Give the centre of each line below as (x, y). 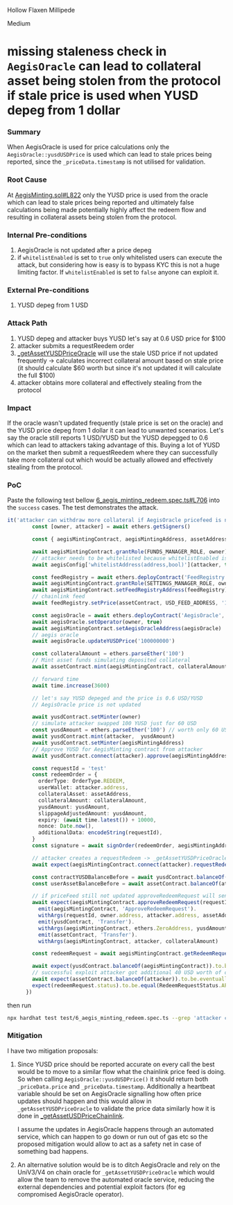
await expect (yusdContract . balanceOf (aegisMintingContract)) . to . (129, 966)
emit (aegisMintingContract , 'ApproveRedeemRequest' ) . (117, 909)
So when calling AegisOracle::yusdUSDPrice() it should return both (113, 1079)
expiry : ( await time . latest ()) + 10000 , (97, 820)
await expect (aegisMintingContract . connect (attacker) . (113, 865)
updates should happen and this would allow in (84, 1101)
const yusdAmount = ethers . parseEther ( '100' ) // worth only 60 (125, 730)
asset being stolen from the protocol (114, 81)
